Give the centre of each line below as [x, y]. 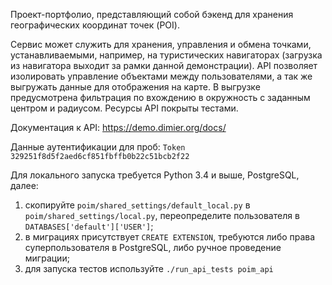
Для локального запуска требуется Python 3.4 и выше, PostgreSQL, [155, 175]
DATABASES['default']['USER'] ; [89, 226]
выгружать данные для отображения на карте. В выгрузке [135, 87]
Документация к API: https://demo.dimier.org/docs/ [118, 127]
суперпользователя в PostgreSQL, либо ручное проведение [153, 247]
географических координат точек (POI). [95, 25]
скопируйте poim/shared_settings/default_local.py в [137, 205]
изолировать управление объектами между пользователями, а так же [161, 76]
